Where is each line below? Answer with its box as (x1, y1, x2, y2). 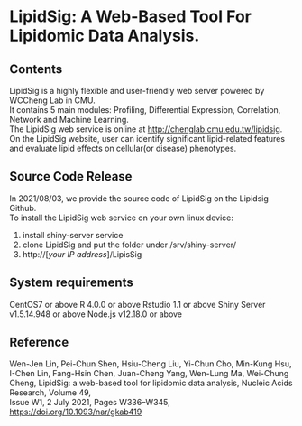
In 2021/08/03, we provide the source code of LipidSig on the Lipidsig (9, 192, 269, 204)
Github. (9, 202, 37, 213)
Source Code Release (9, 169, 133, 184)
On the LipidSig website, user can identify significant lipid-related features (9, 134, 286, 144)
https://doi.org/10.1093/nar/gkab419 (9, 406, 142, 417)
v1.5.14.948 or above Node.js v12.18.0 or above (9, 309, 183, 319)
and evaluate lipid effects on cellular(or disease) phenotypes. (9, 143, 237, 153)
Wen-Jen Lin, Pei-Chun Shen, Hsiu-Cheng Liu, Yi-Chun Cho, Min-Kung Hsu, (9, 358, 292, 369)
